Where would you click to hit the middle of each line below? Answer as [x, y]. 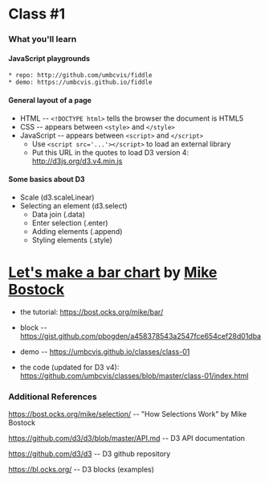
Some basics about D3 [47, 179]
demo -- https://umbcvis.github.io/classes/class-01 [105, 352]
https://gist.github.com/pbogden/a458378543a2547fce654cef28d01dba [141, 336]
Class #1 [37, 14]
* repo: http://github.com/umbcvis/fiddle [80, 76]
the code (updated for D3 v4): [69, 367]
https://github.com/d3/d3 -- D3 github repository [90, 453]
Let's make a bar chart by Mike [113, 272]
